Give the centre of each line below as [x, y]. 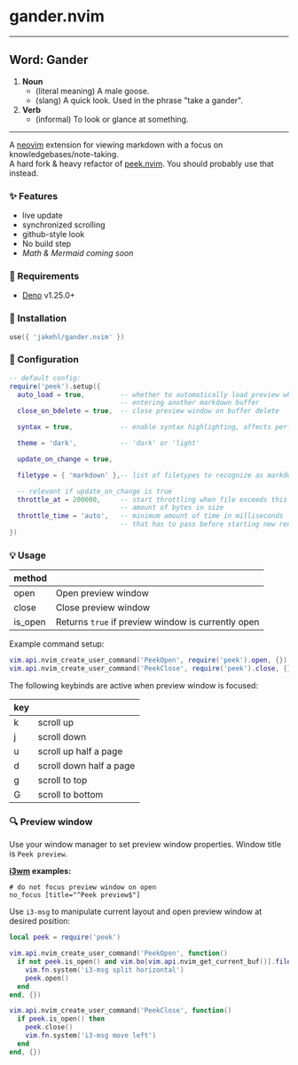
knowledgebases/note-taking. [64, 154]
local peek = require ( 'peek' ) [65, 938]
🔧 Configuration [44, 360]
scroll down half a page [86, 766]
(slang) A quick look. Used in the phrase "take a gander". [139, 100]
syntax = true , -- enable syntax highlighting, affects [145, 427]
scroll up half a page [80, 751]
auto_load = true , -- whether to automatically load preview [148, 394]
